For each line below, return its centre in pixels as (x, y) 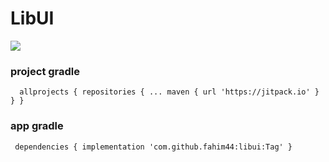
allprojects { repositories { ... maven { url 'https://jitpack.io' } (169, 92)
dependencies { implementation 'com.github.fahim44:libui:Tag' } (153, 147)
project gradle (45, 71)
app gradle (37, 126)
